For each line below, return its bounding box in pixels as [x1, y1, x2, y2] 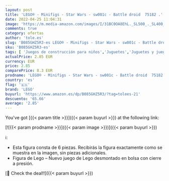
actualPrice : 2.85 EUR [5, 54, 53, 59]
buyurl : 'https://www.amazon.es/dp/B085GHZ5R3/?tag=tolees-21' [5, 92, 141, 97]
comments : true [5, 26, 37, 31]
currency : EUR [5, 59, 35, 64]
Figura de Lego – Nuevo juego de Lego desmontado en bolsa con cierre [12, 155, 162, 161]
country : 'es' [5, 77, 35, 82]
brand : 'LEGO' [5, 86, 35, 92]
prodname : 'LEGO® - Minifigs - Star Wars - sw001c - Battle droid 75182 [5, 73, 163, 78]
